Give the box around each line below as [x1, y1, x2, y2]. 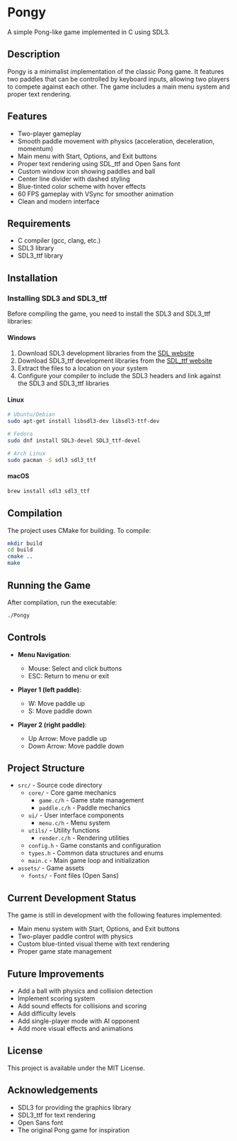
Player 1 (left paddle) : [17, 685, 81, 694]
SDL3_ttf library [17, 251, 64, 260]
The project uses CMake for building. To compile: [7, 526, 151, 534]
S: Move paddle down [28, 707, 92, 715]
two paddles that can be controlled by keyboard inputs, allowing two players [7, 75, 230, 83]
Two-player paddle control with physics [17, 932, 134, 941]
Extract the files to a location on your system [17, 364, 149, 373]
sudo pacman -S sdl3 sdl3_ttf [7, 456, 97, 463]
